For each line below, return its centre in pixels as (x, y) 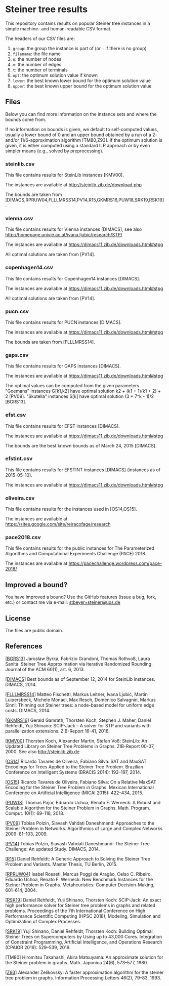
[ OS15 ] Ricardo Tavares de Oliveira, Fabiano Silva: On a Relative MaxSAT (81, 782)
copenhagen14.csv (29, 268)
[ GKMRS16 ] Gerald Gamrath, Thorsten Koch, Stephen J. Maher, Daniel (78, 720)
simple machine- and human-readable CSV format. (58, 28)
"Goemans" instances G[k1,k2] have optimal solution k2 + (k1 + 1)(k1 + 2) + (83, 391)
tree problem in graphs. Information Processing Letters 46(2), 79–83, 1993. (83, 977)
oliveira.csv (20, 498)
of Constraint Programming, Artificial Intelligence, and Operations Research (84, 942)
